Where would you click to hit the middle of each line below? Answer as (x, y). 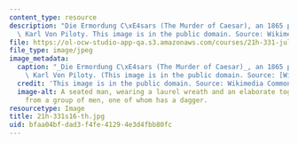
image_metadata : (39, 59)
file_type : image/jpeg (51, 51)
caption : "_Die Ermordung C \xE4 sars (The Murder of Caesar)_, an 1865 (150, 68)
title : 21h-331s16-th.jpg (57, 116)
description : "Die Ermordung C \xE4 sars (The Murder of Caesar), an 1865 (146, 26)
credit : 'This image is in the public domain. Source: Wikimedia (141, 83)
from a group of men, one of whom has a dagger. (117, 100)
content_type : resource (53, 17)
